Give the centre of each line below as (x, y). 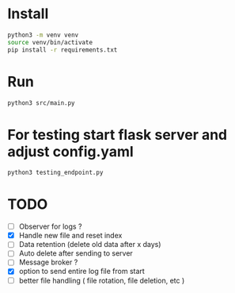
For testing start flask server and (117, 135)
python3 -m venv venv (43, 35)
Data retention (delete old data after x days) (90, 245)
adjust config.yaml (70, 151)
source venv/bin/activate (50, 42)
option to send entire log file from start (82, 272)
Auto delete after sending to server (76, 253)
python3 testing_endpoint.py (55, 173)
